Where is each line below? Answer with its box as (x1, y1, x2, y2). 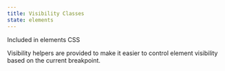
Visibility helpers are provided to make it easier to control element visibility (7, 49, 218, 57)
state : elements (7, 17, 54, 23)
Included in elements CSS (7, 35, 81, 43)
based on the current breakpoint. (7, 56, 101, 64)
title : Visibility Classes (7, 10, 85, 17)
